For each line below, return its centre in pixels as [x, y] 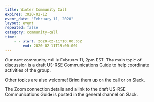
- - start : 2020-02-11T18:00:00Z [48, 41]
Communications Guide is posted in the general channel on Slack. [72, 94]
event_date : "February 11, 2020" [39, 19]
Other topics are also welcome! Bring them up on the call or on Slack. [75, 80]
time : [11, 37]
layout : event [20, 23]
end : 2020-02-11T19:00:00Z [50, 46]
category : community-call [31, 32]
